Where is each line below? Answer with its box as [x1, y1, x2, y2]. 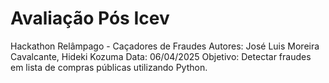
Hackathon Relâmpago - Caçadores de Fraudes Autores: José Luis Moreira [10, 40, 320, 52]
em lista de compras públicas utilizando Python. [10, 61, 208, 73]
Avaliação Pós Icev [10, 7, 170, 30]
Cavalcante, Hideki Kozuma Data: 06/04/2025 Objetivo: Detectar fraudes [10, 50, 312, 62]
